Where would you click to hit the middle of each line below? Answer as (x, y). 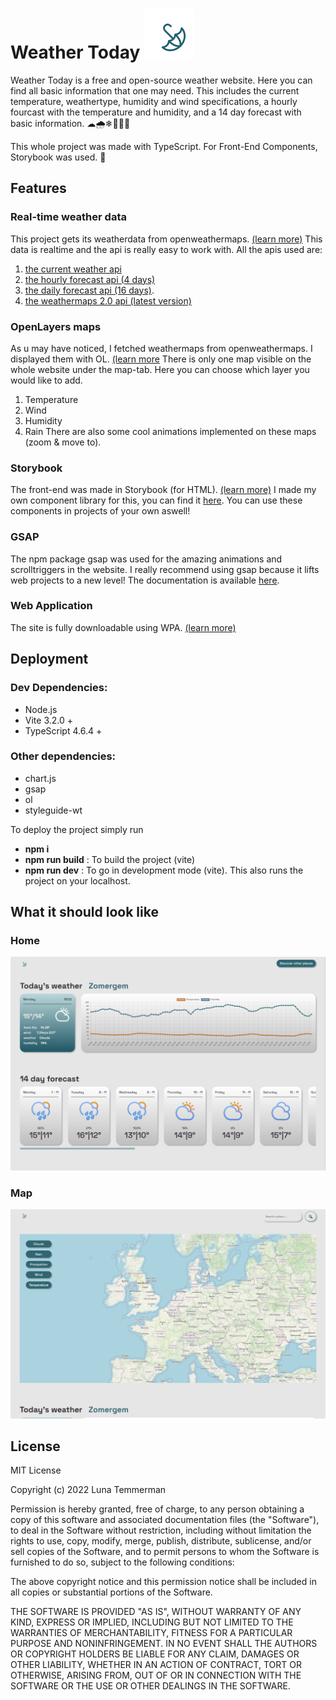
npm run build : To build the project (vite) (110, 859)
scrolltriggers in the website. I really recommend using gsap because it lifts (165, 569)
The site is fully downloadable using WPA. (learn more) (123, 627)
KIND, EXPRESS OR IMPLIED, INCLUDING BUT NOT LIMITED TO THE (152, 1622)
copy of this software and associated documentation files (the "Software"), (165, 1520)
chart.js (40, 778)
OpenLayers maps (56, 326)
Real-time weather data (68, 217)
